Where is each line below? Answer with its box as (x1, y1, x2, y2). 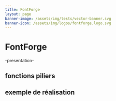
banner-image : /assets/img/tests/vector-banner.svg (5, 16, 111, 21)
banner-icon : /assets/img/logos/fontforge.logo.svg (5, 20, 111, 26)
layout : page (5, 12, 31, 17)
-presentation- (5, 58, 34, 64)
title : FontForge (5, 7, 40, 12)
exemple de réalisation (5, 88, 75, 96)
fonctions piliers (5, 71, 56, 80)
